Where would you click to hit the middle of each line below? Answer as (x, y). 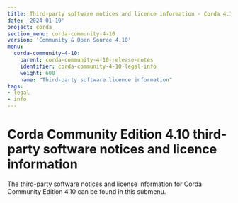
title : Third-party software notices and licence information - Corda (114, 14)
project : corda (30, 27)
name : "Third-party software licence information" (96, 80)
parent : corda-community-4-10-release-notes (87, 60)
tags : (15, 86)
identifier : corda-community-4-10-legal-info (89, 66)
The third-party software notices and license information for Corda (105, 184)
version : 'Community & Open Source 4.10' (69, 40)
